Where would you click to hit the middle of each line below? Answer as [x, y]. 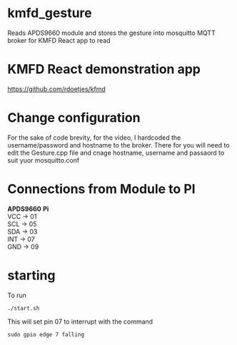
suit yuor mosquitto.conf [44, 160]
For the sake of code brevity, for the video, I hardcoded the [94, 138]
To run [17, 295]
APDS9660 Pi [28, 209]
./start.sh [24, 308]
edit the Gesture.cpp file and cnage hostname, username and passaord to [116, 153]
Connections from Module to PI [101, 189]
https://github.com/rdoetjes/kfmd [56, 89]
